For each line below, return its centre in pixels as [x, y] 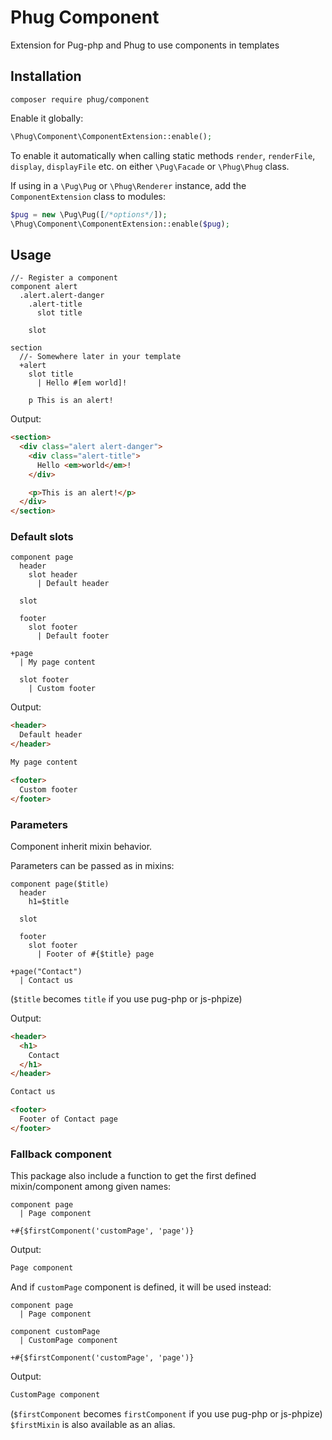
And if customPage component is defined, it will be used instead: [141, 1287]
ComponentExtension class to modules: [88, 196]
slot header [53, 575]
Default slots [42, 537]
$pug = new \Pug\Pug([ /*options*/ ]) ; [89, 214]
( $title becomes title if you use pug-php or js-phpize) [126, 998]
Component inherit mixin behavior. [81, 846]
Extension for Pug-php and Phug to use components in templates [145, 45]
